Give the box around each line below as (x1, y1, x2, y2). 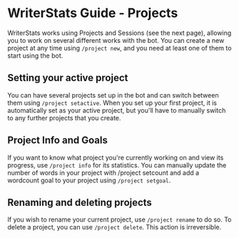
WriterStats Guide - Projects (7, 5, 178, 21)
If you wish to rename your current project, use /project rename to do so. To (7, 215, 232, 224)
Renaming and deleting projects (7, 196, 152, 208)
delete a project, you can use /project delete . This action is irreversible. (7, 223, 222, 232)
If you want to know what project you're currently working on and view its (7, 153, 224, 162)
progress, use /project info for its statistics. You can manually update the (7, 160, 227, 169)
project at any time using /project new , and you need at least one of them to (7, 43, 232, 52)
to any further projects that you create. (7, 113, 121, 122)
